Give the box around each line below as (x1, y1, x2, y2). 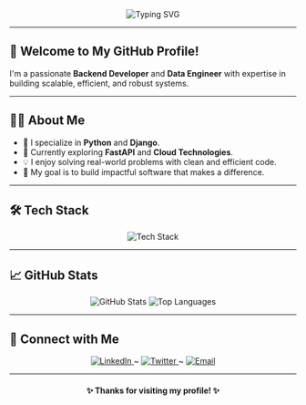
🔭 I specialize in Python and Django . (22, 137, 160, 148)
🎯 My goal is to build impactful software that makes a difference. (22, 166, 265, 177)
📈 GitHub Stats (9, 267, 98, 283)
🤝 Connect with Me (9, 331, 120, 347)
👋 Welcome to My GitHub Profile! (9, 44, 199, 59)
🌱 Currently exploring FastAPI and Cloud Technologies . (22, 146, 234, 158)
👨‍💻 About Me (9, 113, 86, 129)
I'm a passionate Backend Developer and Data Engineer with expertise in (9, 67, 287, 78)
